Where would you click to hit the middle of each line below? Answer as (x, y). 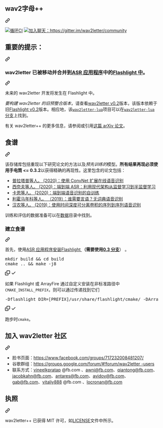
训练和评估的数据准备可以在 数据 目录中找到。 (50, 215)
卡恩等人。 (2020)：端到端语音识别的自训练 (56, 193)
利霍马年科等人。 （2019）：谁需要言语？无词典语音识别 (67, 198)
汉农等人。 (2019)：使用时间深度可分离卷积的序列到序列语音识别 (76, 205)
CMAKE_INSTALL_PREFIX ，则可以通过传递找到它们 (52, 290)
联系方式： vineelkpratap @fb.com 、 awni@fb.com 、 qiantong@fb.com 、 (85, 370)
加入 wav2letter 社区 (36, 336)
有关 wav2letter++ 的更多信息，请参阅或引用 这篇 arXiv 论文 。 (66, 126)
